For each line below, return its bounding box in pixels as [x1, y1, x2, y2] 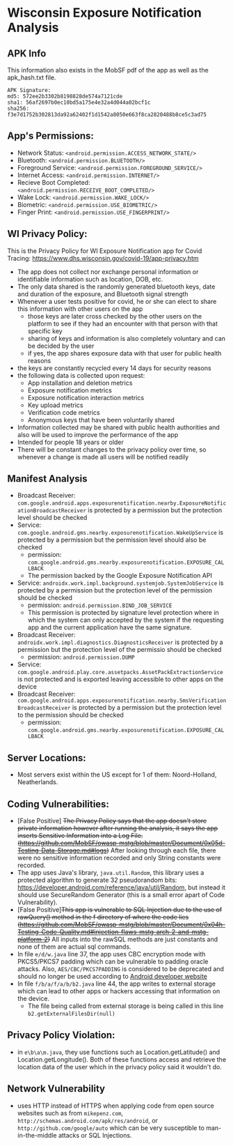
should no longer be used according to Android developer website [17, 972, 207, 981]
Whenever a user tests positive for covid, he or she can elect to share [17, 297, 217, 305]
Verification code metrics [27, 408, 100, 416]
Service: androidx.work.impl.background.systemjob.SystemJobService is [17, 579, 224, 587]
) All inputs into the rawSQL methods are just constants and [47, 935, 218, 944]
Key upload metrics [27, 401, 83, 409]
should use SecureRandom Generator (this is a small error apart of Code [17, 891, 225, 899]
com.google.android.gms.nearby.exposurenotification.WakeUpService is [17, 528, 224, 537]
